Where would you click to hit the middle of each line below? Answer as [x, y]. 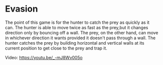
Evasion [21, 9]
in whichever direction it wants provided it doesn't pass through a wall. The [80, 38]
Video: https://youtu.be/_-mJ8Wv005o [44, 57]
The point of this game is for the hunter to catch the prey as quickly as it [77, 22]
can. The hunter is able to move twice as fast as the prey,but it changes [77, 27]
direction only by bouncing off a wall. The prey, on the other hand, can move [82, 32]
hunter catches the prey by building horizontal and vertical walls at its [75, 43]
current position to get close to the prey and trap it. [56, 48]
